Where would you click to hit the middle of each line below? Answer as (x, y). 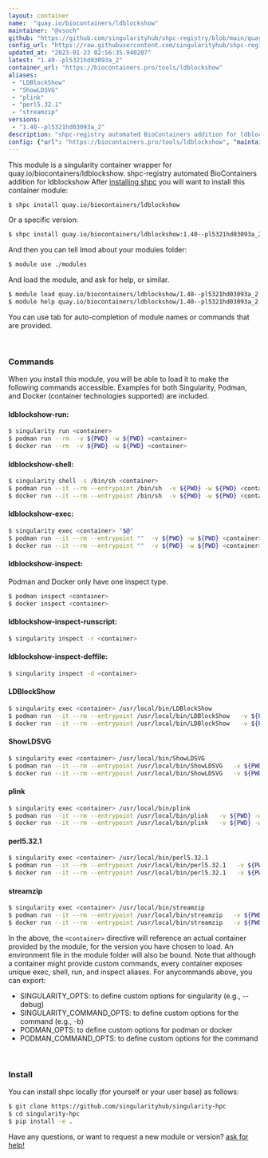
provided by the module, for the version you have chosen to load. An (121, 946)
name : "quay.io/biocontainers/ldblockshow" (83, 23)
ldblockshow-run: (39, 414)
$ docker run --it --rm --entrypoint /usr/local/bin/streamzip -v (124, 923)
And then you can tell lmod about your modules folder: (98, 250)
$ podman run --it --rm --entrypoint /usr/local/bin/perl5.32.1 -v (126, 866)
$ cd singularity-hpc (44, 1114)
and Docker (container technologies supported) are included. (109, 396)
